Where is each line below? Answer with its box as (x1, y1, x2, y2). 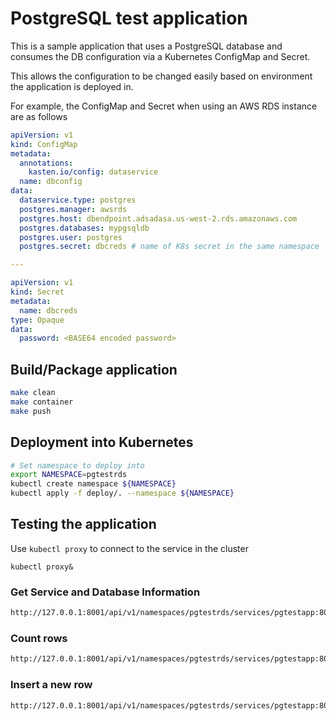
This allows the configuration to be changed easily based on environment (10, 70, 313, 82)
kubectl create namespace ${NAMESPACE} (10, 479, 177, 489)
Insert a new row (10, 678, 93, 692)
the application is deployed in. (10, 80, 134, 92)
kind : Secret (10, 287, 65, 297)
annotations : (19, 158, 74, 168)
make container (10, 397, 74, 407)
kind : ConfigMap (10, 139, 78, 149)
